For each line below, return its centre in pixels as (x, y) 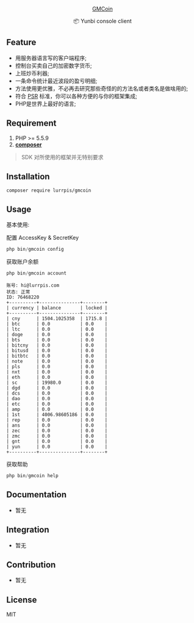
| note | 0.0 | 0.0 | (57, 361)
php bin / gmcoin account (37, 273)
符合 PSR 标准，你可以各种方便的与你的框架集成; (76, 96)
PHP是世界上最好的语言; (45, 104)
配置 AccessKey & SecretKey (43, 238)
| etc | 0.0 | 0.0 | (57, 404)
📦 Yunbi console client (102, 21)
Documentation (37, 495)
